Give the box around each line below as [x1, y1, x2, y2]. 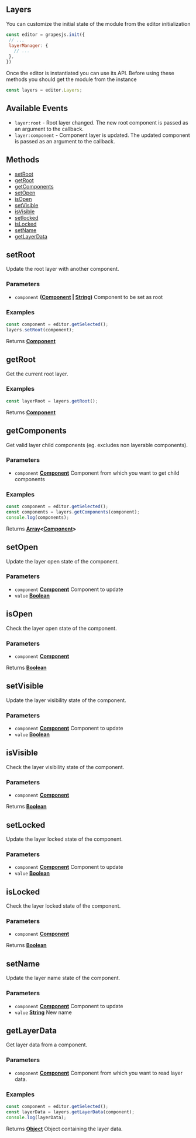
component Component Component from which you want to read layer [14, 1069, 183, 1076]
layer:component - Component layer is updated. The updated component [14, 132, 190, 139]
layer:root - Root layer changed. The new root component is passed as [14, 119, 188, 126]
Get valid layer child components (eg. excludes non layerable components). [6, 441, 188, 448]
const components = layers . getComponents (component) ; [6, 509, 140, 515]
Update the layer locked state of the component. [6, 835, 123, 842]
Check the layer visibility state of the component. [6, 763, 125, 770]
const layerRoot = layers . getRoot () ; [6, 398, 98, 404]
